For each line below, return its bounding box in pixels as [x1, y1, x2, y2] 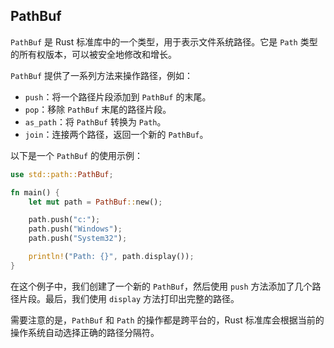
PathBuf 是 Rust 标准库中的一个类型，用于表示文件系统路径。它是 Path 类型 [10, 35, 318, 48]
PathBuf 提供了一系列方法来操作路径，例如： [10, 69, 194, 81]
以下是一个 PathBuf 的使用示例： [10, 149, 143, 161]
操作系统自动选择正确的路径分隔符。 [10, 326, 160, 338]
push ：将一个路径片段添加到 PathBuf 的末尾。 [24, 90, 212, 103]
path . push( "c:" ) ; [28, 215, 101, 225]
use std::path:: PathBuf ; [10, 169, 114, 179]
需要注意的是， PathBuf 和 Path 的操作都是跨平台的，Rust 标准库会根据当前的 [10, 314, 325, 326]
